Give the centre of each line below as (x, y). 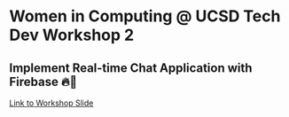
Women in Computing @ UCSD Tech (145, 16)
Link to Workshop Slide (51, 103)
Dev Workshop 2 (72, 35)
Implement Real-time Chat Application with (131, 68)
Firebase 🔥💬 (43, 82)
